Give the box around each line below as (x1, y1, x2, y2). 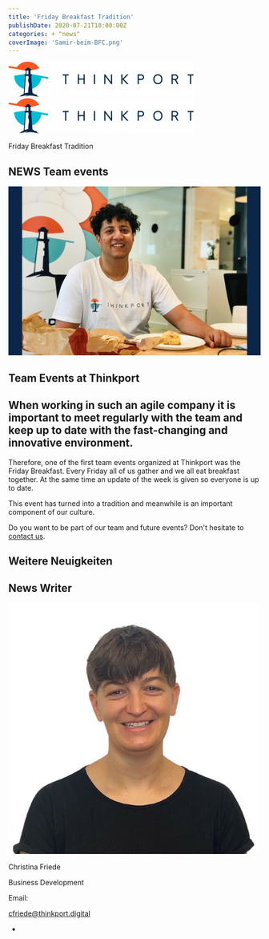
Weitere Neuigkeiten (8, 554, 113, 568)
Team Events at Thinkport (8, 371, 140, 385)
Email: (8, 892, 29, 902)
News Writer (8, 581, 72, 595)
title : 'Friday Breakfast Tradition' (8, 13, 134, 21)
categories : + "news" (8, 30, 81, 38)
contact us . (8, 531, 46, 540)
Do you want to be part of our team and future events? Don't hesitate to (8, 522, 244, 532)
